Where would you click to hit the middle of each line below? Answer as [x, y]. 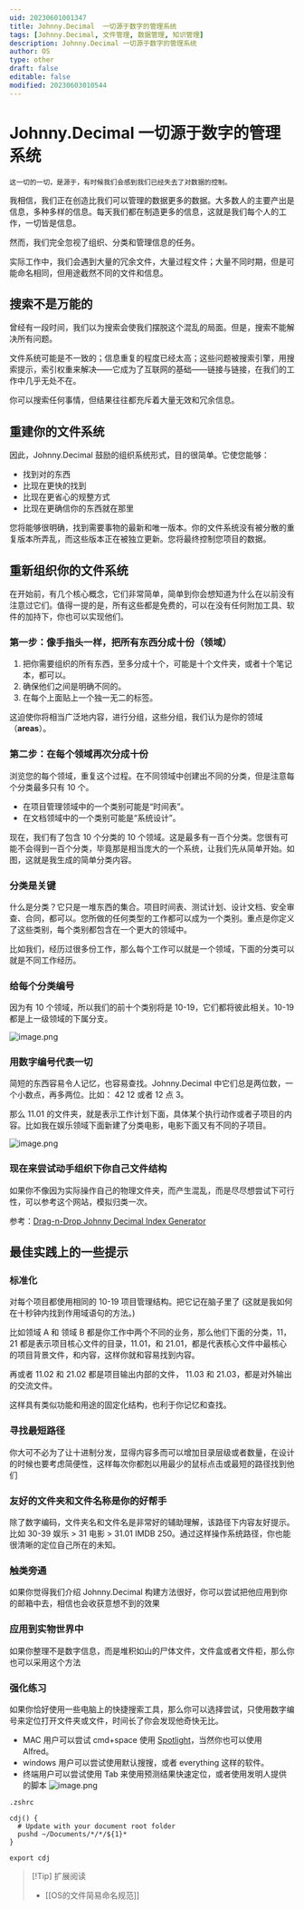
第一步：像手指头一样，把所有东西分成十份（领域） [121, 642]
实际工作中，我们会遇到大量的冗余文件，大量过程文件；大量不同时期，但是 [148, 261]
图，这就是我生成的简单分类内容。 [73, 859]
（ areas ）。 [30, 729]
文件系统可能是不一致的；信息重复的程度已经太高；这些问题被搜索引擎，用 [148, 358]
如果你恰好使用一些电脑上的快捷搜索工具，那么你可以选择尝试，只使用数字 [148, 1709]
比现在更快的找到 [54, 485]
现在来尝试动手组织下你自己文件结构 [88, 1169]
